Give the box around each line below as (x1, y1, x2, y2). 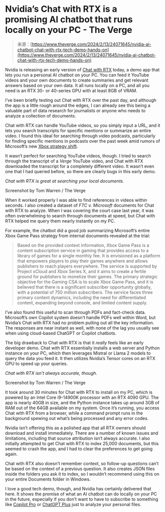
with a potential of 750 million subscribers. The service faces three (17, 289, 153, 295)
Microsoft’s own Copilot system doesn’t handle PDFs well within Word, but (5, 314, 156, 320)
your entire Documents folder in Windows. (5, 476, 91, 482)
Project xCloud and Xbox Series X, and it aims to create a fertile (17, 268, 146, 274)
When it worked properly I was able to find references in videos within (5, 197, 148, 203)
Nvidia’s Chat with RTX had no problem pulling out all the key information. (5, 320, 154, 326)
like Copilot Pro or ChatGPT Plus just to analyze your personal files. (5, 501, 141, 507)
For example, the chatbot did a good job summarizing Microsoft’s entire (5, 227, 150, 233)
